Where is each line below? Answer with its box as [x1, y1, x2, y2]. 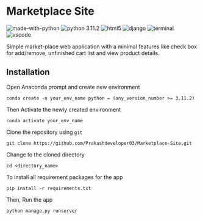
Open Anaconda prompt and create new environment [6, 83, 140, 90]
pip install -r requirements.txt [6, 185, 91, 191]
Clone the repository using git [6, 128, 83, 136]
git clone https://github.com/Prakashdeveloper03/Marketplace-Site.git [6, 140, 192, 146]
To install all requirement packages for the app [6, 173, 123, 181]
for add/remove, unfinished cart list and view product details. [6, 49, 160, 56]
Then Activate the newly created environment [6, 106, 121, 113]
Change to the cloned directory [6, 151, 85, 158]
